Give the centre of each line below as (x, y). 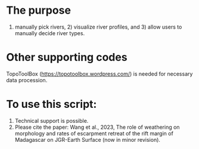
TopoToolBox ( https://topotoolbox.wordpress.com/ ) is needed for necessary (99, 74)
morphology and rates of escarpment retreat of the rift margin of (94, 133)
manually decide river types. (50, 33)
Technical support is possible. (52, 120)
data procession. (27, 80)
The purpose (39, 10)
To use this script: (52, 104)
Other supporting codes (67, 58)
